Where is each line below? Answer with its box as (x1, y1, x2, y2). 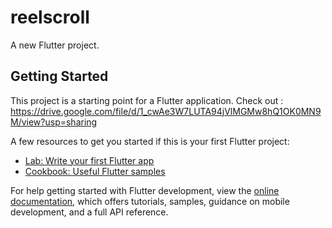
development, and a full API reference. (10, 206, 169, 218)
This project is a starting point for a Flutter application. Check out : (10, 94, 284, 106)
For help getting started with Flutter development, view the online (10, 184, 280, 196)
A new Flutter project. (10, 39, 100, 51)
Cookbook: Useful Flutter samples (24, 165, 166, 177)
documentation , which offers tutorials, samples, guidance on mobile (10, 195, 290, 207)
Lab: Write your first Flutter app (24, 154, 155, 166)
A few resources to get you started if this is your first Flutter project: (10, 135, 290, 147)
